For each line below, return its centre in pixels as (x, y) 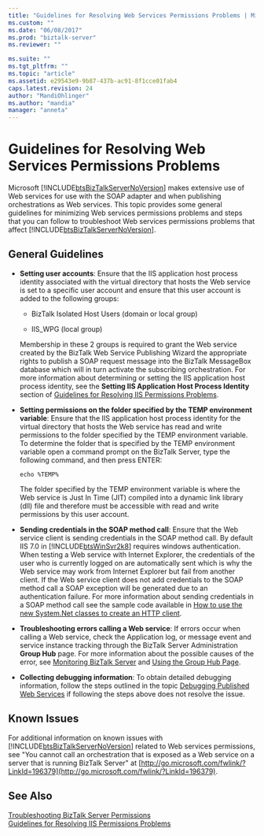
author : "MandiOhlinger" (49, 95)
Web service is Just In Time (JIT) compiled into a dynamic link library (131, 497)
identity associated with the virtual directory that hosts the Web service (135, 281)
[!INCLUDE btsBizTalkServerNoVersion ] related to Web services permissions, (132, 746)
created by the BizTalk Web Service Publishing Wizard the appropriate (133, 352)
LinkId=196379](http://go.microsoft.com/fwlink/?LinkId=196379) (112, 771)
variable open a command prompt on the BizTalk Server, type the (125, 451)
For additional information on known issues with (86, 738)
